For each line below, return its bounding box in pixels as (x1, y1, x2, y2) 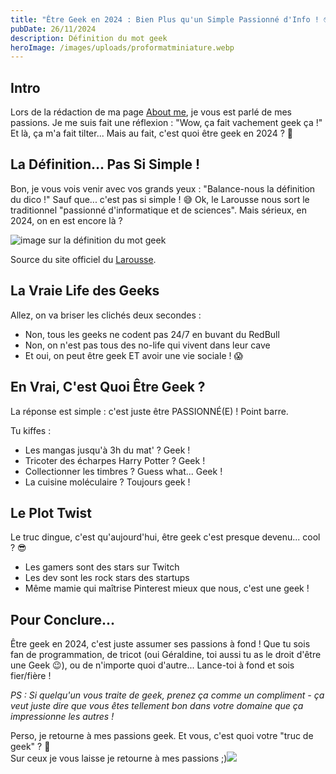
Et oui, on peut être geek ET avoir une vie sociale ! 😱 (24, 349, 244, 361)
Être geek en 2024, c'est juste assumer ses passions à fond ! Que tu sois (10, 638, 311, 650)
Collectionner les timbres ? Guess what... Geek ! (24, 465, 223, 477)
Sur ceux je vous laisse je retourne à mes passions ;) (10, 752, 228, 765)
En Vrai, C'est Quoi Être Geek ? (10, 379, 206, 396)
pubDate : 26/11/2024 (10, 24, 97, 34)
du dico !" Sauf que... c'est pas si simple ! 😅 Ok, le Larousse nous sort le (10, 193, 310, 205)
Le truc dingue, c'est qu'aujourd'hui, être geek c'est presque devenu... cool (10, 531, 321, 543)
